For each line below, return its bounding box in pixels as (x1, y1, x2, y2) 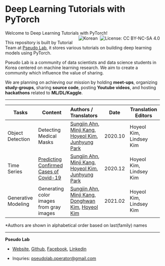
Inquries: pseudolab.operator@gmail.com (12, 255, 97, 261)
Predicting (38, 156, 62, 163)
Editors (135, 112, 152, 119)
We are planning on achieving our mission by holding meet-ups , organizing (5, 79, 158, 85)
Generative (7, 194, 33, 201)
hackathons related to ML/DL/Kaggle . (5, 90, 83, 96)
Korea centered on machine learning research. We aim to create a (5, 65, 138, 71)
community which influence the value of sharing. (5, 70, 104, 75)
